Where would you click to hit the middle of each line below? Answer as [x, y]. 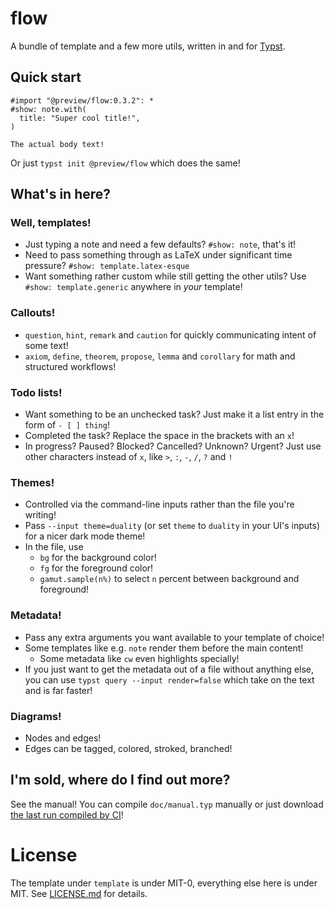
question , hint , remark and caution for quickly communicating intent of [170, 334]
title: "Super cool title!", [80, 118]
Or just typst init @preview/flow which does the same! [125, 163]
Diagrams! [36, 716]
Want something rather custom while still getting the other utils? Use [165, 276]
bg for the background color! [98, 558]
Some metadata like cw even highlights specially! [139, 658]
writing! [40, 515]
